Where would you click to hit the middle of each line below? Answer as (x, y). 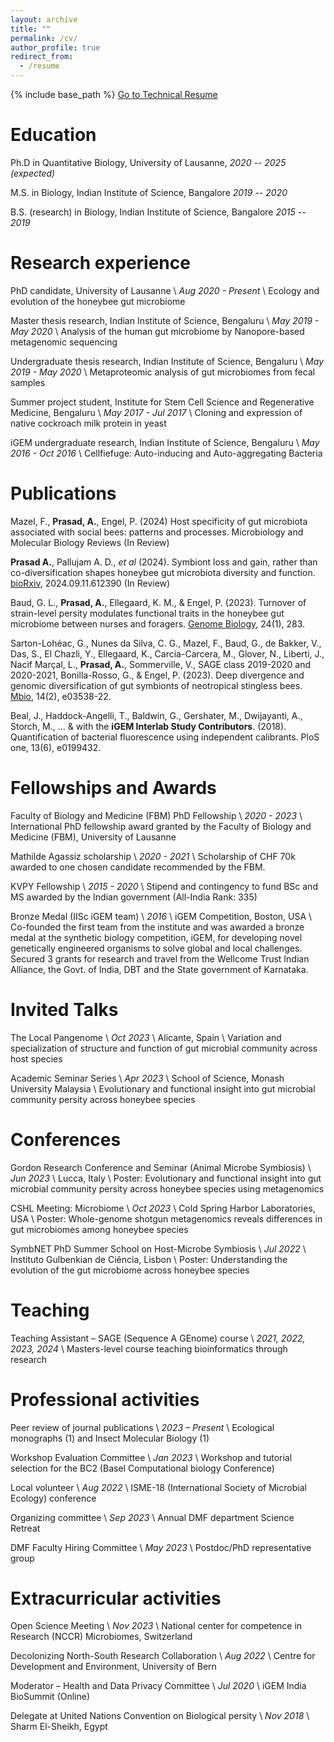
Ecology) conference (53, 1498)
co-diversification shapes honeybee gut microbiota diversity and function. (163, 572)
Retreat (25, 1528)
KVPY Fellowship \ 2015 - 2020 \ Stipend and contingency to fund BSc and (164, 886)
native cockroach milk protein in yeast (88, 423)
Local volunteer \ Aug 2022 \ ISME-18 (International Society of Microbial (158, 1487)
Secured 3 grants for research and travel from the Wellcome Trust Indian (160, 958)
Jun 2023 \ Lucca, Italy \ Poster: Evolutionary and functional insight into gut (166, 1178)
